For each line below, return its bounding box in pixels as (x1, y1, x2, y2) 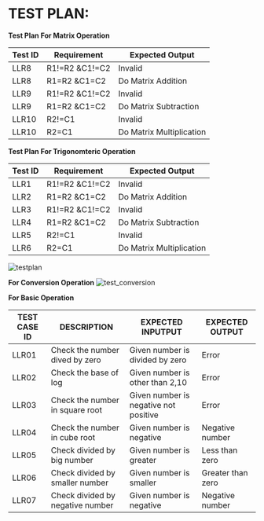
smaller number (50, 477, 108, 488)
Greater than (201, 467, 249, 478)
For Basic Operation (8, 292, 75, 303)
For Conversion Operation (8, 277, 95, 287)
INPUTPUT (141, 326, 182, 337)
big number (50, 454, 93, 465)
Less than (201, 445, 238, 456)
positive (129, 409, 159, 420)
